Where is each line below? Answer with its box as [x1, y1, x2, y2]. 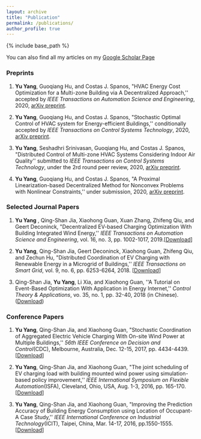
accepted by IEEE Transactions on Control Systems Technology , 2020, [14, 126, 190, 133]
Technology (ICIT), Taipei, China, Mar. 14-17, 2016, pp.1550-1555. [14, 420, 173, 428]
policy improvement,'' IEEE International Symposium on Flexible [32, 376, 189, 384]
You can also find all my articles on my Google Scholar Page [6, 54, 155, 61]
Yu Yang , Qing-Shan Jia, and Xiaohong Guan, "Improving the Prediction [14, 401, 193, 408]
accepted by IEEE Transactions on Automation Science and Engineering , [14, 95, 195, 102]
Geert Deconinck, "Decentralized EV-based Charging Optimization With [14, 223, 192, 230]
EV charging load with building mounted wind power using [14, 370, 160, 377]
